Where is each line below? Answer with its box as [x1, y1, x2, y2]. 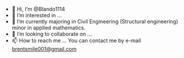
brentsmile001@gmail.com [11, 46, 77, 52]
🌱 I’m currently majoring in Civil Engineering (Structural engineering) [11, 18, 179, 25]
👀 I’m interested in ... [11, 12, 62, 19]
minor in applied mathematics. [11, 24, 86, 31]
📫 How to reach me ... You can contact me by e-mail [11, 37, 141, 44]
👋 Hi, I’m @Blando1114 [11, 6, 65, 12]
